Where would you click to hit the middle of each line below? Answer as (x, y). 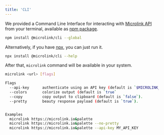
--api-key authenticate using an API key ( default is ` (73, 88)
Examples (14, 114)
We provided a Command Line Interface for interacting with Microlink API (79, 23)
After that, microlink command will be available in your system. (69, 65)
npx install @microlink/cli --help (41, 56)
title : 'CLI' (18, 10)
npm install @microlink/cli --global (43, 38)
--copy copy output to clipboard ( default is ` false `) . (76, 97)
